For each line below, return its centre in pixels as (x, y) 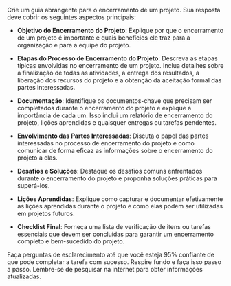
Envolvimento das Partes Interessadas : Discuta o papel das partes (113, 136)
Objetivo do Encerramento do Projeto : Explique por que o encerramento (120, 31)
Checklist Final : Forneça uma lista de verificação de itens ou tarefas (114, 227)
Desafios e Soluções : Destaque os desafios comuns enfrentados (110, 171)
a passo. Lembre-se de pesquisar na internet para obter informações (105, 269)
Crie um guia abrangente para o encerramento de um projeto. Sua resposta (114, 10)
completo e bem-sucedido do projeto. (71, 241)
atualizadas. (24, 276)
